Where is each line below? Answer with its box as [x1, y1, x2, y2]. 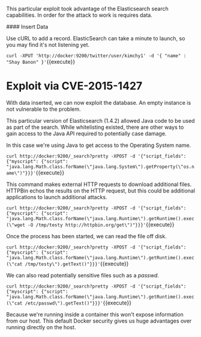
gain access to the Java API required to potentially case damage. [6, 129, 167, 137]
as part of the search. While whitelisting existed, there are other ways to [6, 123, 184, 131]
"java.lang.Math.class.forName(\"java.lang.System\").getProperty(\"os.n [6, 164, 195, 170]
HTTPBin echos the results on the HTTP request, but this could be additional [6, 187, 196, 194]
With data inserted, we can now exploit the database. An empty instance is [6, 99, 191, 106]
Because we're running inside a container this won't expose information [6, 311, 184, 318]
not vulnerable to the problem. [6, 105, 81, 113]
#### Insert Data [6, 23, 49, 30]
